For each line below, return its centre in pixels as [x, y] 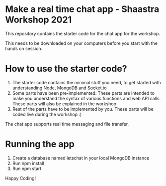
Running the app [40, 144]
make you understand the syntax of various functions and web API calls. [86, 98]
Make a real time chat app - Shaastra [82, 9]
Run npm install [28, 163]
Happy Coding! [21, 178]
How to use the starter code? [66, 69]
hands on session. [24, 48]
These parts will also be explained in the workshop [64, 104]
